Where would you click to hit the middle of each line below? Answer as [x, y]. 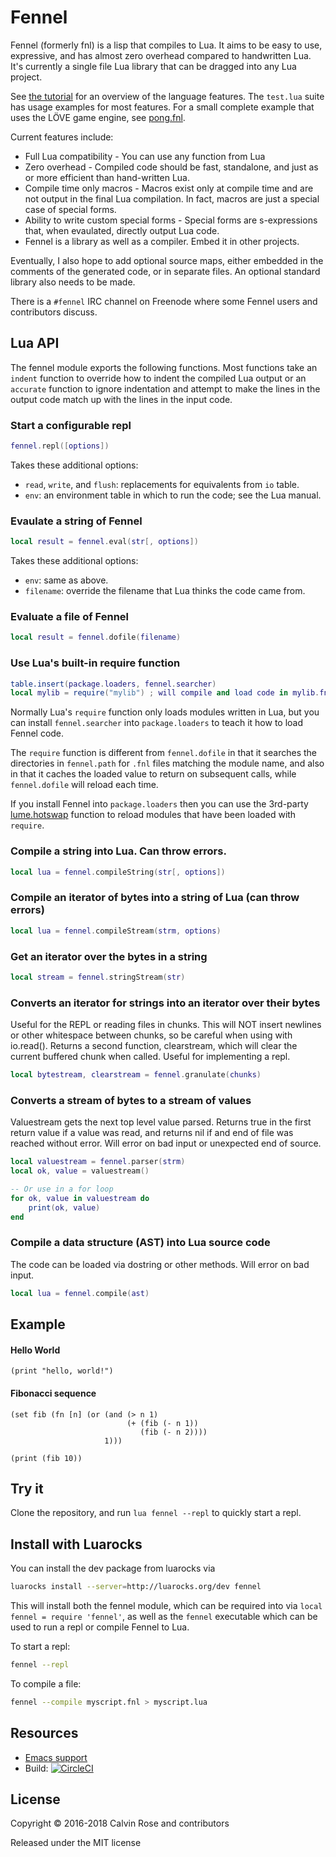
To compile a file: [46, 1683]
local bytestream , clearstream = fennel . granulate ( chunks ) [136, 1075]
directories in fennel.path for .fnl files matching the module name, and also [167, 763]
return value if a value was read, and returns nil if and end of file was [152, 1133]
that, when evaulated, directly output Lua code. [122, 230]
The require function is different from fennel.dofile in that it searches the [163, 753]
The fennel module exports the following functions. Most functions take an [164, 367]
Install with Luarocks [76, 1544]
